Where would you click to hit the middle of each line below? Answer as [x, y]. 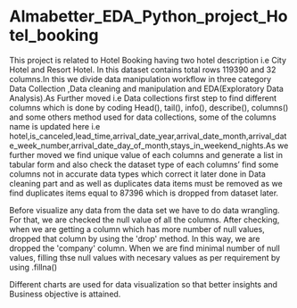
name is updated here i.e [55, 126]
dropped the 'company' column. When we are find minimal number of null [145, 248]
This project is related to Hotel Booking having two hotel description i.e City [148, 60]
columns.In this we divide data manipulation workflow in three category [140, 79]
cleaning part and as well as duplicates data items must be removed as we [146, 183]
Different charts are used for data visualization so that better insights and [144, 284]
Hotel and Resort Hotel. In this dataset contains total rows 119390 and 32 [143, 70]
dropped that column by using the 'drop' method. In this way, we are [135, 238]
